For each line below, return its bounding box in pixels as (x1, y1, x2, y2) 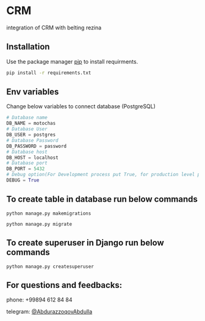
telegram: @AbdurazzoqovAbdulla (6, 308, 93, 315)
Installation (6, 42, 50, 52)
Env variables (6, 87, 59, 97)
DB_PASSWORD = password (6, 143, 67, 149)
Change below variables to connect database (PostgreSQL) (6, 103, 156, 110)
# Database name (6, 114, 48, 121)
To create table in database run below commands (6, 194, 198, 205)
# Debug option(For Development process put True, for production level (6, 172, 195, 178)
